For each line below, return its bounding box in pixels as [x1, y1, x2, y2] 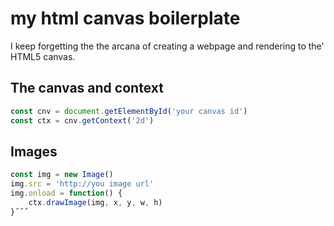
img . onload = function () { [10, 188, 123, 199]
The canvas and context [10, 80, 164, 97]
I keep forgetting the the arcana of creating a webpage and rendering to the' [10, 40, 325, 52]
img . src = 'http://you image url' [10, 179, 155, 189]
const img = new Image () [10, 170, 114, 180]
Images [10, 143, 58, 160]
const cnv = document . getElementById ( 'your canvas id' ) [10, 106, 248, 116]
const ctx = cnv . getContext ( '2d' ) [10, 115, 155, 126]
